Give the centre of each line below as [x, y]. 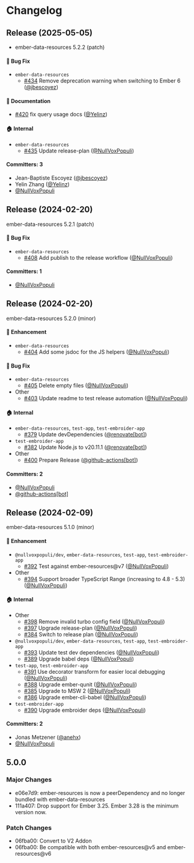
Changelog [34, 11]
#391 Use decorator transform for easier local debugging [94, 671]
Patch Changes [29, 827]
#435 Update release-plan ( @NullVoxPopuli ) [79, 151]
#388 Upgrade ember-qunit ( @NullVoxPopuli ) [80, 684]
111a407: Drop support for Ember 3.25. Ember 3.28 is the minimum [97, 806]
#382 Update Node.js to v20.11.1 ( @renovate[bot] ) [85, 447]
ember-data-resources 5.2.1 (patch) [50, 224]
